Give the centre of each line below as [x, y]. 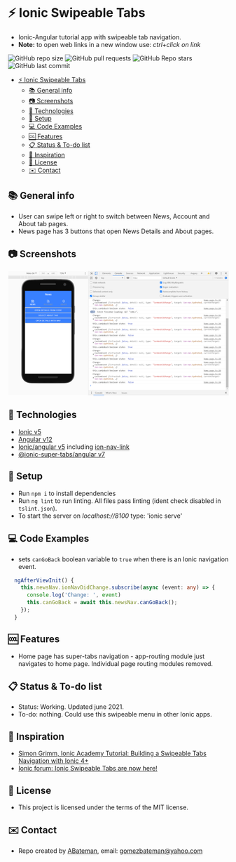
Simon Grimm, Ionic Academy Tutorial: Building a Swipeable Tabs [112, 753]
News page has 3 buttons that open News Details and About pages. [116, 231]
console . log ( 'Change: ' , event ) [74, 595]
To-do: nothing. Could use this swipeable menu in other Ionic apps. [115, 714]
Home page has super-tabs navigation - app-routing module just [111, 656]
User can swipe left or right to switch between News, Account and [114, 216]
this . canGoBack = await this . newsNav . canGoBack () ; [102, 603]
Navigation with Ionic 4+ [53, 761]
